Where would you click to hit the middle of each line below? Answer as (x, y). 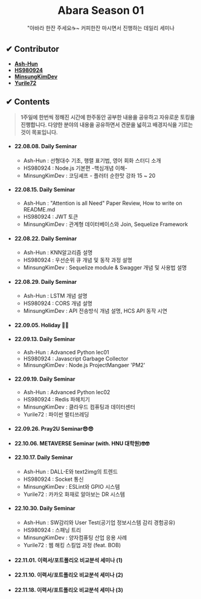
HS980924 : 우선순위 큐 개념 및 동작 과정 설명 (78, 260)
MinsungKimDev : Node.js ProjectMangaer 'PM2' (84, 365)
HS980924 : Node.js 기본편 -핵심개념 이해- (75, 168)
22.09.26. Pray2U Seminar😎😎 (54, 428)
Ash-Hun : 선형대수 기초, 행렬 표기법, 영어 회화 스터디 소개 (92, 160)
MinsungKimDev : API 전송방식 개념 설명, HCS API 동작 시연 (95, 311)
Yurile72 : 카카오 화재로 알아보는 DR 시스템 (74, 494)
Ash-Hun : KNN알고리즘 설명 (58, 252)
